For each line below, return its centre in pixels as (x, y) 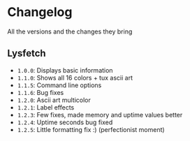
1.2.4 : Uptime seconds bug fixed (65, 122)
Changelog (40, 12)
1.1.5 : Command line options (59, 85)
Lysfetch (27, 53)
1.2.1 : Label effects (46, 107)
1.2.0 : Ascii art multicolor (54, 100)
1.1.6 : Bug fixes (41, 92)
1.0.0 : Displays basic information (65, 70)
